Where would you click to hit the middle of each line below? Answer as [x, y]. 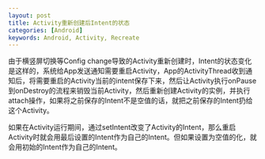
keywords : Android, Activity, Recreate [74, 38]
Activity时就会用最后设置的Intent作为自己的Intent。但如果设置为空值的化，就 [132, 137]
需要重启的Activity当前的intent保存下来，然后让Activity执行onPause [146, 81]
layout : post [30, 15]
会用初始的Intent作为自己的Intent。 [65, 147]
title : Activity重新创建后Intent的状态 [69, 23]
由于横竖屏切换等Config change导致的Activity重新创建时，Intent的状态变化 [130, 61]
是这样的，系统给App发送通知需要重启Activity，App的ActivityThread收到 [127, 71]
